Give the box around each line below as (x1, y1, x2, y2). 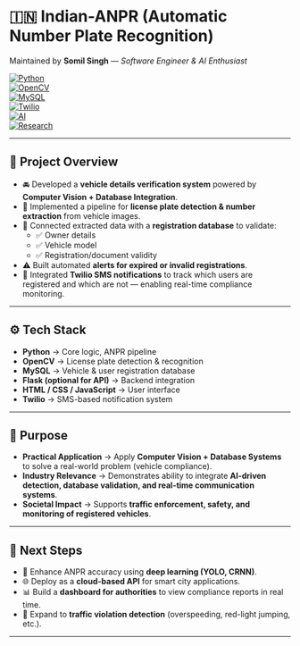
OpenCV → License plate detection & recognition (21, 356, 204, 366)
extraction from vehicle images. (21, 210, 141, 221)
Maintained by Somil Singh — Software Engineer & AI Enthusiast (9, 55, 247, 66)
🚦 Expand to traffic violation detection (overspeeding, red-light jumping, (21, 609, 291, 620)
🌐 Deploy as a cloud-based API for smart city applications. (21, 576, 241, 587)
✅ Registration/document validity (35, 249, 158, 260)
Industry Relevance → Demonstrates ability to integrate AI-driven (21, 471, 267, 482)
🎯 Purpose (9, 427, 69, 443)
